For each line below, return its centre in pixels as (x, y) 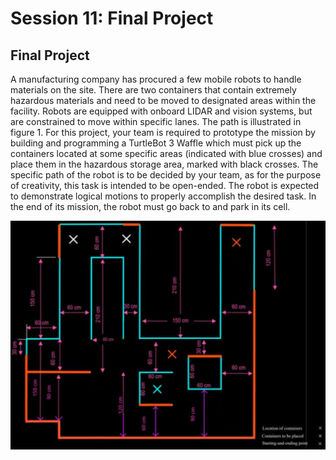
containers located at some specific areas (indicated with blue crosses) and (166, 153)
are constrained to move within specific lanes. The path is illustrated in (156, 121)
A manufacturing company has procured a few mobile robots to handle (156, 79)
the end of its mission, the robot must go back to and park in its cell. (150, 206)
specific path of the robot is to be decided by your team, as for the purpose (166, 175)
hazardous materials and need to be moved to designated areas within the (163, 100)
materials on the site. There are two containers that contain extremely (153, 90)
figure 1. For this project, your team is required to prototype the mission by (163, 132)
